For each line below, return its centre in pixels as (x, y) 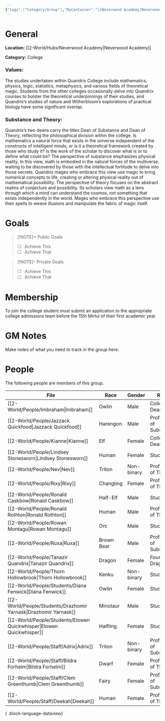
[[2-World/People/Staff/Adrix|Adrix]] (50, 647)
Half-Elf (108, 498)
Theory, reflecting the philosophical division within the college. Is (71, 135)
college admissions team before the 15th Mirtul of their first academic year (80, 316)
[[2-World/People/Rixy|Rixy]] (42, 484)
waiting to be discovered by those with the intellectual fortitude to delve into (82, 167)
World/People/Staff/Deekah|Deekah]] (51, 701)
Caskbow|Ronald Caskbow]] (41, 501)
